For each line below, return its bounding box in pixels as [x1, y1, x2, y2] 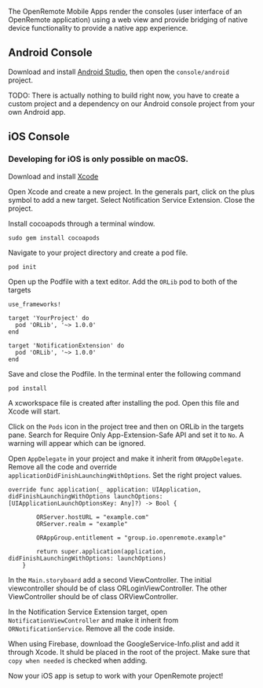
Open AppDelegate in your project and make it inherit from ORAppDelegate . [8, 454, 243, 463]
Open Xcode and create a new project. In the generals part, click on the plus [8, 186, 255, 196]
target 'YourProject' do [8, 314, 89, 322]
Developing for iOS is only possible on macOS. [8, 153, 188, 164]
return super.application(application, [36, 547, 167, 555]
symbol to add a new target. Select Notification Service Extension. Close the [8, 195, 255, 204]
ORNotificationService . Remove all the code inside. [8, 624, 175, 633]
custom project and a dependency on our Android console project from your [8, 98, 255, 109]
